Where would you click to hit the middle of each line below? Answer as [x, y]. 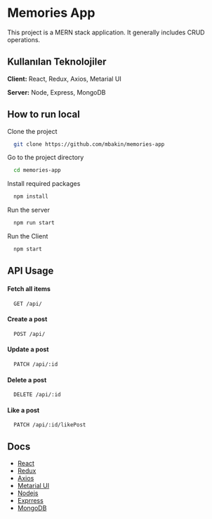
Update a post [28, 349]
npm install [31, 197]
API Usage [31, 271]
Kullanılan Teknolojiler [57, 62]
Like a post [24, 410]
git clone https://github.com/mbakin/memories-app [89, 144]
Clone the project [32, 131]
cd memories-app [37, 170]
